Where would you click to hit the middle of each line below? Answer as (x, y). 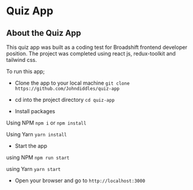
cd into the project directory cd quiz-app (65, 100)
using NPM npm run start (38, 157)
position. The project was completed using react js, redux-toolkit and (91, 54)
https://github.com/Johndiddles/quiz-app (67, 89)
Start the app (31, 146)
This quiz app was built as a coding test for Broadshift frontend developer (97, 47)
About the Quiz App (44, 33)
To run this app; (25, 71)
